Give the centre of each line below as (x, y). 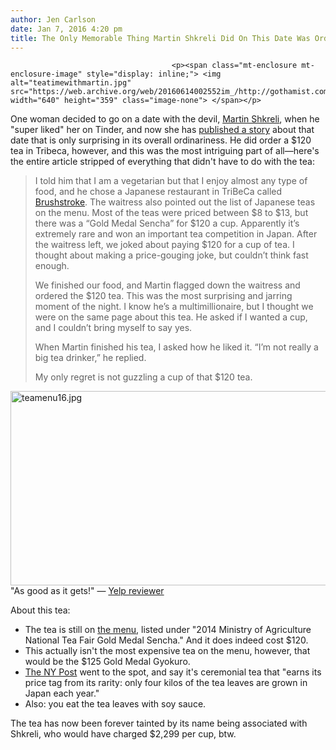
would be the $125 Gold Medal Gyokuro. (107, 662)
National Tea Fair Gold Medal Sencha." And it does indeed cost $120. (166, 640)
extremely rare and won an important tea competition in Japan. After (176, 234)
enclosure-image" (46, 74)
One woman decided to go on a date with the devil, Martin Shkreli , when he (165, 119)
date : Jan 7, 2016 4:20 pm (66, 29)
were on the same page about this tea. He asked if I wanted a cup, (171, 317)
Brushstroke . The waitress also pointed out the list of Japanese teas (175, 202)
